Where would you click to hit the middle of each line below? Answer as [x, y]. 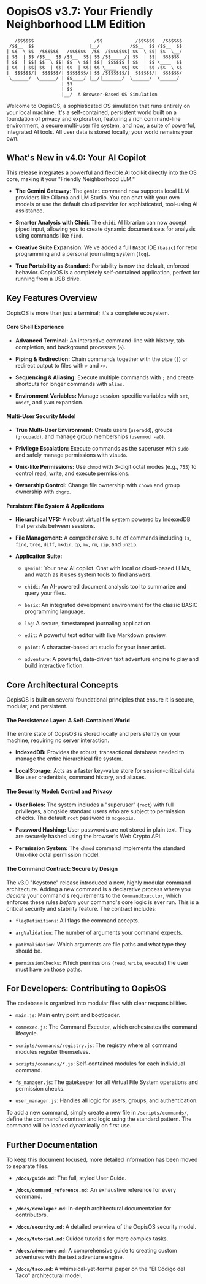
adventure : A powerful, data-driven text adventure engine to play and [112, 659]
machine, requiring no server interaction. [58, 740]
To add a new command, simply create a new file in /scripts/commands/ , [97, 1113]
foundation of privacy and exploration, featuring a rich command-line [93, 118]
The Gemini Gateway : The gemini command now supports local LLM [102, 191]
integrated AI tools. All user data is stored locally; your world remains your [100, 132]
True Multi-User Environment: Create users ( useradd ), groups [94, 430]
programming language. [55, 611]
